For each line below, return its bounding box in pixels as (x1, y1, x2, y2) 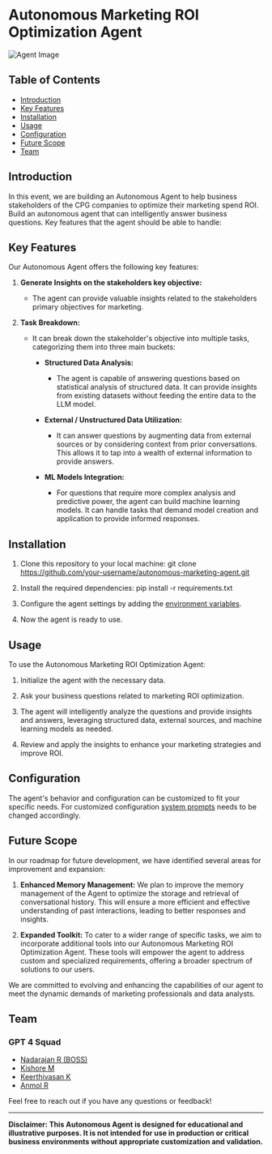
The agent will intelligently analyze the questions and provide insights (19, 707, 253, 716)
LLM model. (56, 400, 96, 409)
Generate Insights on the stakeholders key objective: (19, 278, 202, 288)
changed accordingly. (8, 810, 81, 820)
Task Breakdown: (19, 318, 81, 327)
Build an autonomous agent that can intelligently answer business (8, 208, 227, 218)
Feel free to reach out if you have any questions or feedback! (8, 1096, 212, 1106)
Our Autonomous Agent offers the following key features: (8, 262, 199, 272)
